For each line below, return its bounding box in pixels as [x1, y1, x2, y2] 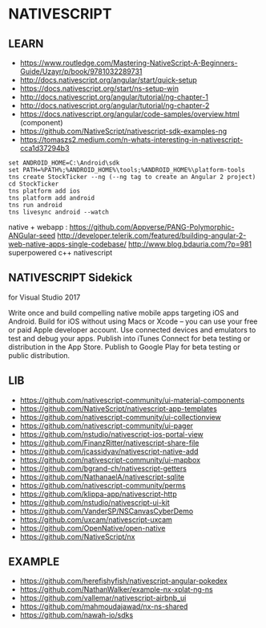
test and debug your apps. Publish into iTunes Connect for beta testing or [8, 333, 251, 343]
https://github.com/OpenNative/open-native [19, 523, 166, 532]
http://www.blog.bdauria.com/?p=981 [127, 239, 252, 249]
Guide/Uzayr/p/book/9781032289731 [19, 67, 143, 76]
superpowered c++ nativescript [8, 248, 113, 257]
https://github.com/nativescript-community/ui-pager [19, 421, 194, 430]
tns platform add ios [8, 187, 81, 195]
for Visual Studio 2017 [8, 292, 81, 302]
